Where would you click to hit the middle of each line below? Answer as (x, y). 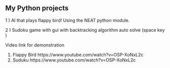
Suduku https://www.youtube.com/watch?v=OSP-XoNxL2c (74, 60)
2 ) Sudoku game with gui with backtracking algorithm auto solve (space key (85, 30)
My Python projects (37, 8)
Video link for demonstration (35, 45)
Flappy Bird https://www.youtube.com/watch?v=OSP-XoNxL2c (78, 54)
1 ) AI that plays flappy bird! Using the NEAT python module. (68, 20)
